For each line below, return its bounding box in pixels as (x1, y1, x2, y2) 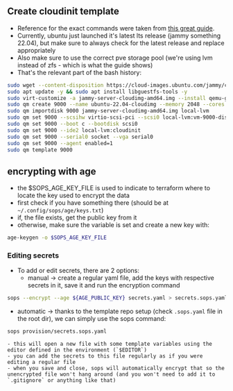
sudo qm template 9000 (7, 146, 73, 153)
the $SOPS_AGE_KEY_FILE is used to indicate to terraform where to (17, 184, 210, 192)
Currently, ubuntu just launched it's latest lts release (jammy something (17, 31, 221, 40)
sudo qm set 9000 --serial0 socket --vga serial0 (7, 133, 154, 140)
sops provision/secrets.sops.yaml (7, 328, 107, 335)
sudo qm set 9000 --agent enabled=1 (7, 140, 113, 147)
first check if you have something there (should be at (17, 199, 169, 207)
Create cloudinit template (7, 6, 120, 17)
